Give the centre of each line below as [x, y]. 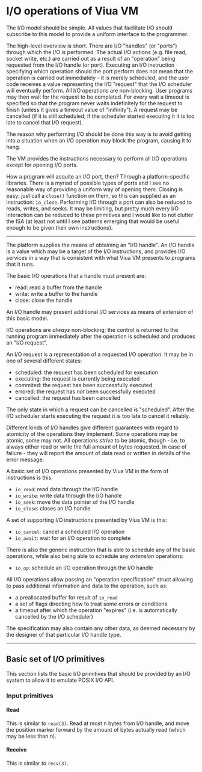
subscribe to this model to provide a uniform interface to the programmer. [97, 34]
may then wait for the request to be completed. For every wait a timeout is [98, 97]
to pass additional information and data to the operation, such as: [87, 586]
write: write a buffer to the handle [56, 293]
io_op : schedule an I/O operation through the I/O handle [84, 568]
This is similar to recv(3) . [37, 763]
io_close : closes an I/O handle [53, 508]
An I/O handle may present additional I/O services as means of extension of [100, 311]
